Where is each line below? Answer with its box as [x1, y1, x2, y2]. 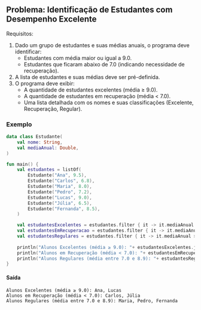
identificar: [14, 48, 42, 55]
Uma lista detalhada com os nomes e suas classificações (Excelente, [23, 99, 194, 106]
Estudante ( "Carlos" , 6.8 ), [28, 178, 95, 184]
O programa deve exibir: [14, 80, 75, 87]
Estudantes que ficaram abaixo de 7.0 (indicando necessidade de [23, 60, 185, 68]
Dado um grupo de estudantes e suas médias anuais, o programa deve [14, 41, 190, 48]
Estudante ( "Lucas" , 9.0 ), [28, 194, 93, 200]
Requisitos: [6, 30, 34, 37]
